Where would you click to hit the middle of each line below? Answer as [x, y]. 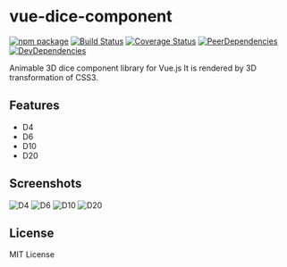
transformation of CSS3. [54, 77]
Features [34, 106]
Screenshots [46, 184]
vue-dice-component [91, 17]
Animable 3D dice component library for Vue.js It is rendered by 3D [133, 68]
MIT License [32, 254]
